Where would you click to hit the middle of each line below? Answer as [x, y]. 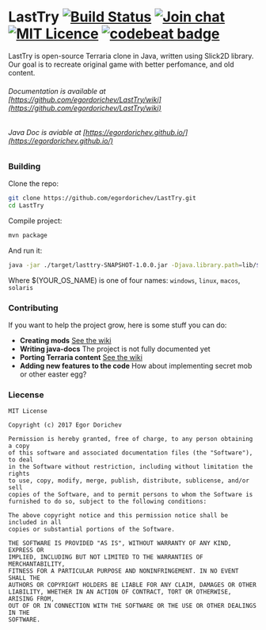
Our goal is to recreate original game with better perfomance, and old [122, 64]
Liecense [26, 395]
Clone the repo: [34, 184]
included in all [35, 523]
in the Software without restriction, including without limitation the [131, 467]
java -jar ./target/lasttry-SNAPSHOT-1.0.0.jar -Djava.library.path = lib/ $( [136, 265]
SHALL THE [25, 578]
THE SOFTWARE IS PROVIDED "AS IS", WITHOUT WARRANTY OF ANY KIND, [120, 543]
